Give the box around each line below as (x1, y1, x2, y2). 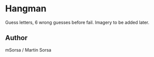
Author (5, 34, 27, 42)
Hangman (5, 3, 46, 14)
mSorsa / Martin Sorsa (5, 47, 51, 53)
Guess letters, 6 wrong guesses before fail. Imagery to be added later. (5, 19, 149, 25)
